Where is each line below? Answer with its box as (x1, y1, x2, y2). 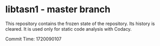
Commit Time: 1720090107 (5, 36, 62, 42)
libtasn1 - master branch (5, 4, 111, 15)
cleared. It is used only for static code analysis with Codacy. (5, 26, 132, 32)
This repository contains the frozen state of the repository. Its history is (5, 20, 155, 27)
